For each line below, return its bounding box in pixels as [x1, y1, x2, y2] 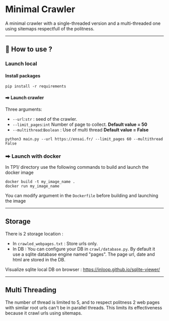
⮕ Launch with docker [5, 153, 61, 160]
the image [5, 198, 26, 204]
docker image [5, 169, 34, 175]
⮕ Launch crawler [5, 95, 44, 101]
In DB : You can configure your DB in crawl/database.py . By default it [12, 246, 155, 252]
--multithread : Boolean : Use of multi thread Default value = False [12, 126, 149, 132]
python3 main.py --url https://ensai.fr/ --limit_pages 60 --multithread [5, 136, 163, 142]
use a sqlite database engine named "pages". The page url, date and [12, 251, 155, 257]
